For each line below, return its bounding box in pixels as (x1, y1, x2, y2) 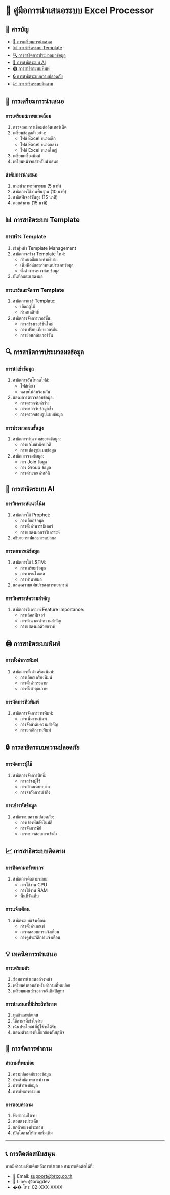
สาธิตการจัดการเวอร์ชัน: (12, 314, 52, 321)
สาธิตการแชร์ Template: (12, 298, 56, 304)
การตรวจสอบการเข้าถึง (20, 831, 58, 837)
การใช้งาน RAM (20, 887, 48, 893)
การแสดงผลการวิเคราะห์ (20, 529, 60, 535)
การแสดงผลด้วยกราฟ (20, 623, 56, 629)
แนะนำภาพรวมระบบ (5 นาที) (12, 183, 62, 189)
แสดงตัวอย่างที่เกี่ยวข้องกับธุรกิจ (12, 1029, 65, 1035)
